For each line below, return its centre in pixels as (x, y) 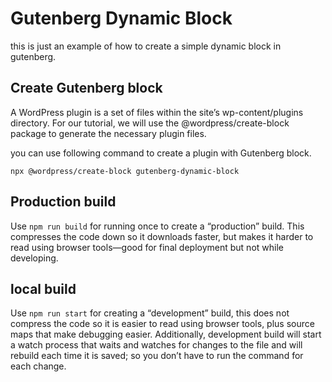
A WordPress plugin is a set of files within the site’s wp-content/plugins (157, 112)
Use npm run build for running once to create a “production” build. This (157, 226)
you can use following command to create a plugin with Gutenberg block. (161, 153)
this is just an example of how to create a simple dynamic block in (146, 46)
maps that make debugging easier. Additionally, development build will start (166, 334)
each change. (38, 366)
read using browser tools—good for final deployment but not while (147, 247)
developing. (34, 258)
